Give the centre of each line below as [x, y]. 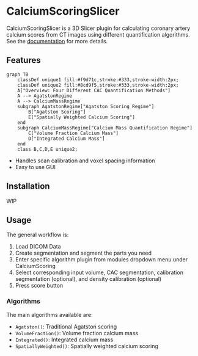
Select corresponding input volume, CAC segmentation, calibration [99, 272]
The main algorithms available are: [50, 314]
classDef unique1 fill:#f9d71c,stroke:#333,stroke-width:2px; [98, 80]
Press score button [39, 286]
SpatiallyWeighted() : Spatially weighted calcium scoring [87, 346]
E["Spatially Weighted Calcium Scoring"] [82, 117]
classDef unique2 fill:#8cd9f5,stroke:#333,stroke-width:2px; [98, 85]
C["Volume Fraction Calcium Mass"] [74, 133]
